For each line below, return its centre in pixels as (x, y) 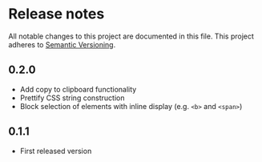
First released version (56, 151)
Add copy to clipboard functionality (78, 89)
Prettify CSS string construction (72, 98)
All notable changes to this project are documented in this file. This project (131, 36)
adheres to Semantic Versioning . (62, 44)
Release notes (56, 14)
